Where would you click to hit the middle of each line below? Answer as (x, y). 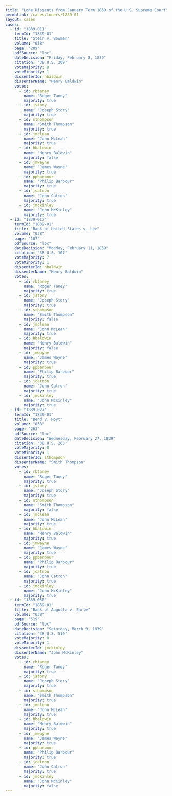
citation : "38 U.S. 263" (41, 443)
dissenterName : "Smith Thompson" (50, 462)
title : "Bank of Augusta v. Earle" (52, 610)
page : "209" (27, 48)
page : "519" (27, 619)
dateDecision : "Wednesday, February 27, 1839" (65, 438)
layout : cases (20, 19)
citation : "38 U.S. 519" (41, 633)
